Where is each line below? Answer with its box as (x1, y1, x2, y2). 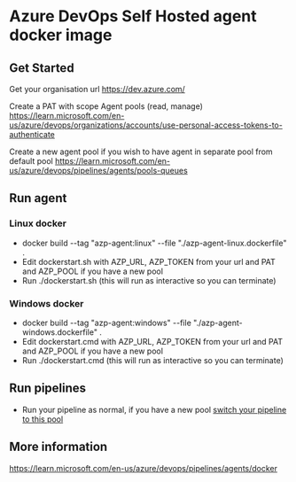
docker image (9, 25, 113, 45)
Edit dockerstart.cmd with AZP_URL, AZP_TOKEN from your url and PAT (21, 336, 284, 346)
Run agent (9, 190, 67, 206)
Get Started (9, 60, 74, 75)
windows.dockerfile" (21, 326, 97, 338)
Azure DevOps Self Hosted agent (9, 6, 257, 27)
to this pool (21, 414, 64, 424)
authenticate (9, 129, 56, 139)
